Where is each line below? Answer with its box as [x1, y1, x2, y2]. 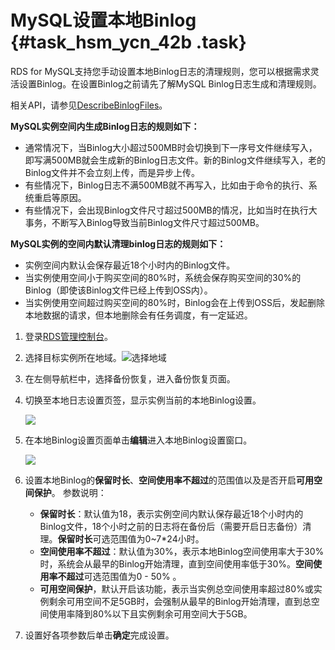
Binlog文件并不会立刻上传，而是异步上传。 [24, 166, 200, 178]
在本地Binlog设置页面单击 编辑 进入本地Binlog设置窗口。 [24, 434, 253, 446]
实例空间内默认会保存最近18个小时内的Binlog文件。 [24, 259, 236, 271]
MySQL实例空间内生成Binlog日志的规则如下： [10, 120, 200, 132]
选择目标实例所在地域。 [24, 351, 122, 363]
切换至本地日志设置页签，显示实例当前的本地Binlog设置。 [24, 394, 262, 406]
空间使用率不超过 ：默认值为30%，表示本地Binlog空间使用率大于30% [39, 545, 325, 557]
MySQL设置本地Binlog [10, 9, 197, 32]
